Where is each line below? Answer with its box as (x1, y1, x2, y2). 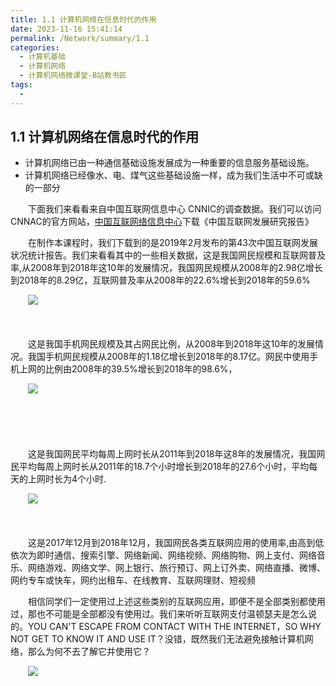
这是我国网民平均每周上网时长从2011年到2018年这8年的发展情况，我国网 (27, 448, 326, 460)
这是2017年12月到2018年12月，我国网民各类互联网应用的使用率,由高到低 (27, 537, 325, 549)
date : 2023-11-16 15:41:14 (10, 24, 123, 34)
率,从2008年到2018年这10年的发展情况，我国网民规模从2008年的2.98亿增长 (10, 262, 323, 274)
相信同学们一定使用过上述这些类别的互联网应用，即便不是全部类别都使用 (27, 596, 326, 608)
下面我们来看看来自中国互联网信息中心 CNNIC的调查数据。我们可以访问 (27, 203, 322, 215)
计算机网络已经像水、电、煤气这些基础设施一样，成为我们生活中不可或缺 (24, 169, 323, 181)
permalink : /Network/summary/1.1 (10, 33, 150, 43)
